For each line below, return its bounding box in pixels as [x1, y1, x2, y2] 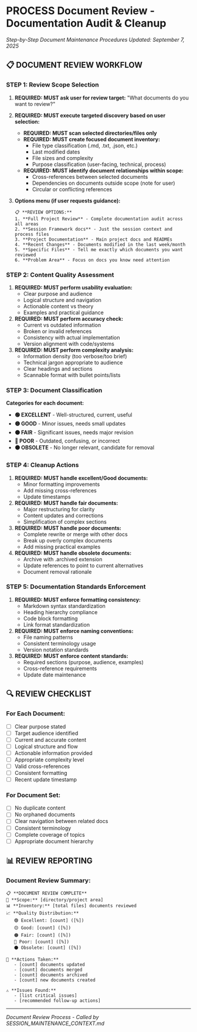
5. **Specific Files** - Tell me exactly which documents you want [14, 247, 183, 252]
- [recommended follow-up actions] [13, 998, 101, 1004]
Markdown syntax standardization [23, 602, 106, 610]
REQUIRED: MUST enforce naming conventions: [14, 627, 134, 634]
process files [14, 231, 49, 237]
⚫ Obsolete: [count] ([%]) [13, 945, 82, 951]
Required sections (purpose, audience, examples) [23, 658, 144, 665]
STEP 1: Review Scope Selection [6, 81, 100, 89]
